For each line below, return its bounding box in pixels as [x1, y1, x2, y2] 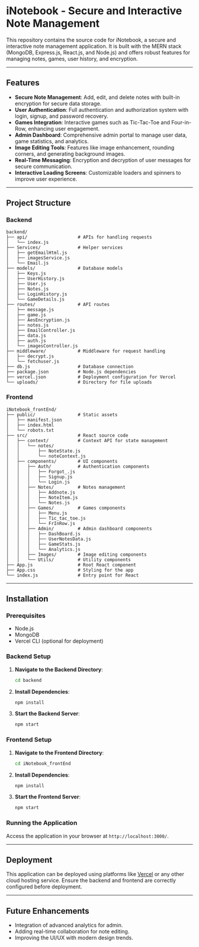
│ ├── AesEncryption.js [6, 317, 70, 323]
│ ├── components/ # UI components [6, 458, 118, 464]
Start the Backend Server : [14, 710, 80, 717]
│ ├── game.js [6, 312, 46, 318]
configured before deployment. [6, 883, 82, 890]
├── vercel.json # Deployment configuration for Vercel [6, 374, 176, 380]
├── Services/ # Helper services [6, 244, 123, 251]
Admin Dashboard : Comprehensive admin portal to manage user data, [14, 131, 188, 138]
